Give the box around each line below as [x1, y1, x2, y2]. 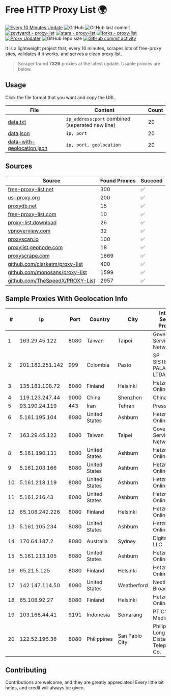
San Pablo [118, 632, 142, 639]
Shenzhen [118, 394, 142, 401]
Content [94, 106, 115, 113]
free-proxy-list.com [8, 211, 57, 218]
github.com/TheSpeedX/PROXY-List [8, 277, 96, 284]
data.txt [8, 118, 26, 125]
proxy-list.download [8, 219, 57, 226]
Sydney [118, 538, 136, 545]
